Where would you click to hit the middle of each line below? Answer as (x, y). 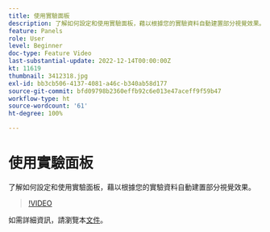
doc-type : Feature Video (50, 53)
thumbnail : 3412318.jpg (48, 76)
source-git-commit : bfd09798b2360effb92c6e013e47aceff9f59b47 (115, 91)
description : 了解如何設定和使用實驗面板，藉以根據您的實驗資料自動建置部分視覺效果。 (137, 23)
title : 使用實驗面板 (39, 16)
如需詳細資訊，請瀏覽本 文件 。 (58, 220)
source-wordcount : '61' (48, 106)
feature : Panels (35, 31)
